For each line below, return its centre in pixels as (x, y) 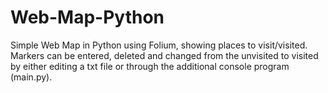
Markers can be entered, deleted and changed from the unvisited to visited (164, 55)
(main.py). (31, 77)
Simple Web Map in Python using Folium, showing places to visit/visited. (159, 45)
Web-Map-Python (87, 17)
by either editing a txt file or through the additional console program (150, 66)
